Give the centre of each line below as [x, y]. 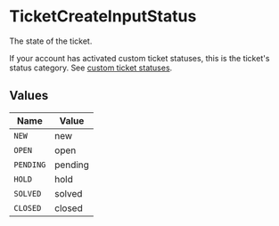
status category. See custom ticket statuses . [91, 68]
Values [29, 96]
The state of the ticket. [51, 41]
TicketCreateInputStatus [103, 16]
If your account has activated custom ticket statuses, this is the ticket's [139, 58]
